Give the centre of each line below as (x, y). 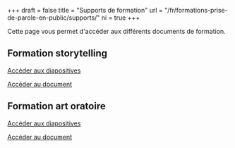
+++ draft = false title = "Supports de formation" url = (85, 10)
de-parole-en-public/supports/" (54, 18)
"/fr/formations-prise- (196, 10)
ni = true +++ (121, 18)
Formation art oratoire (56, 106)
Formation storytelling (58, 53)
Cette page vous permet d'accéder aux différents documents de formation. (116, 31)
